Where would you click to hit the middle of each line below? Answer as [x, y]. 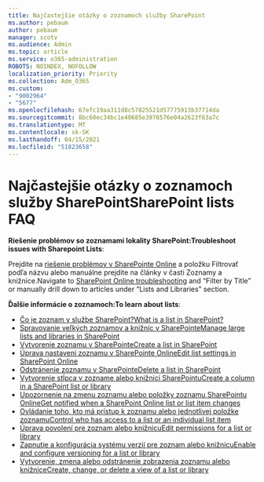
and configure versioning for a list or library [90, 453]
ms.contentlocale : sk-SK [49, 132]
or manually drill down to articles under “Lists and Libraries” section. [119, 289]
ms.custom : [26, 88]
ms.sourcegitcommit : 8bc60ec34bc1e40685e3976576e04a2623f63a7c [114, 118]
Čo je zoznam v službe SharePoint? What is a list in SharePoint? [121, 320]
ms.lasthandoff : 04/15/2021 [54, 139]
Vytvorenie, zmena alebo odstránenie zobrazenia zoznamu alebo [125, 462]
